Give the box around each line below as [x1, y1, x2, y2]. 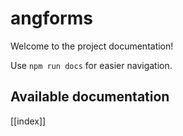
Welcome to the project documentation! [10, 40, 174, 52]
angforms [10, 7, 93, 30]
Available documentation [10, 88, 170, 106]
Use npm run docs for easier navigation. [10, 59, 173, 71]
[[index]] [10, 115, 47, 127]
